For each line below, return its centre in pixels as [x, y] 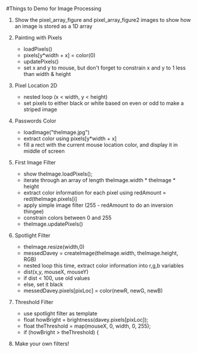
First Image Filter [35, 162]
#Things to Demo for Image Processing [54, 9]
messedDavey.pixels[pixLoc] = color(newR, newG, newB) [93, 291]
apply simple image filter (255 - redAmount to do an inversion [98, 205]
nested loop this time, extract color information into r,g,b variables [104, 265]
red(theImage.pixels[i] [50, 199]
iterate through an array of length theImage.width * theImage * [99, 180]
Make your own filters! [42, 344]
